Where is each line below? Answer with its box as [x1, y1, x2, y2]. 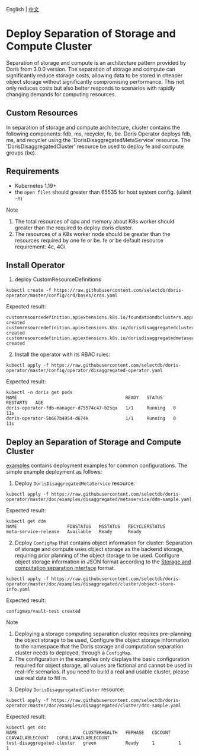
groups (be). [6, 149, 37, 156]
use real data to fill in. [14, 675, 68, 682]
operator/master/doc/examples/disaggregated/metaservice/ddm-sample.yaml [6, 496, 192, 503]
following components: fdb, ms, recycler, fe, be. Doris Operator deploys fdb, [6, 130, 192, 137]
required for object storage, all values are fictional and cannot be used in [14, 662, 192, 669]
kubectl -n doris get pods [6, 389, 73, 396]
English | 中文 [6, 6, 40, 12]
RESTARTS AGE [6, 400, 44, 406]
